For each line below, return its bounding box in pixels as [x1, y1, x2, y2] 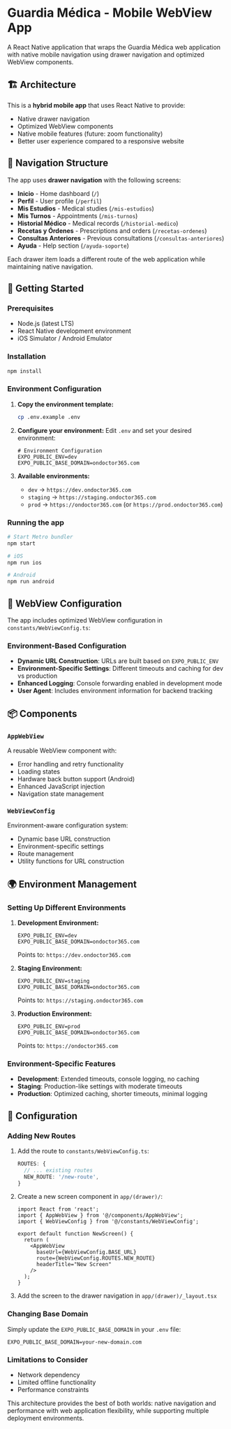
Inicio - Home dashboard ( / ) [17, 189, 100, 197]
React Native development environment [17, 327, 131, 335]
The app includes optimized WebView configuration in [7, 616, 163, 624]
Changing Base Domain [7, 1309, 89, 1319]
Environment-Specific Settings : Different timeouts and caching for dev [17, 664, 223, 673]
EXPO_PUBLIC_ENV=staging [17, 977, 90, 984]
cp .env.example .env [17, 413, 80, 420]
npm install [7, 367, 42, 375]
